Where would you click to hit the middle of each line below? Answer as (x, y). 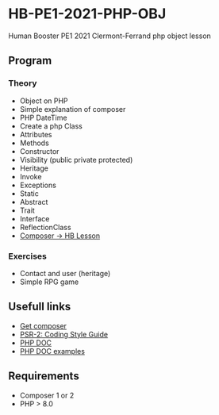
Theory (23, 83)
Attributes (36, 134)
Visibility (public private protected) (76, 159)
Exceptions (38, 185)
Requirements (44, 377)
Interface (35, 218)
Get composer (43, 325)
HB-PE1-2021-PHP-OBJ (87, 14)
